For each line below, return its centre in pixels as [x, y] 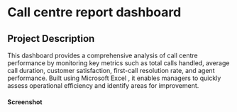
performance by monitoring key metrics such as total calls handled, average [118, 63]
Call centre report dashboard [94, 12]
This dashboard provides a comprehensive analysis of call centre [103, 55]
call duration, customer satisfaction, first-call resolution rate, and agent [111, 71]
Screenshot [25, 102]
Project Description [51, 39]
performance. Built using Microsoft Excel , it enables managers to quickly [114, 78]
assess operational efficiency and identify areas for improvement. [103, 85]
